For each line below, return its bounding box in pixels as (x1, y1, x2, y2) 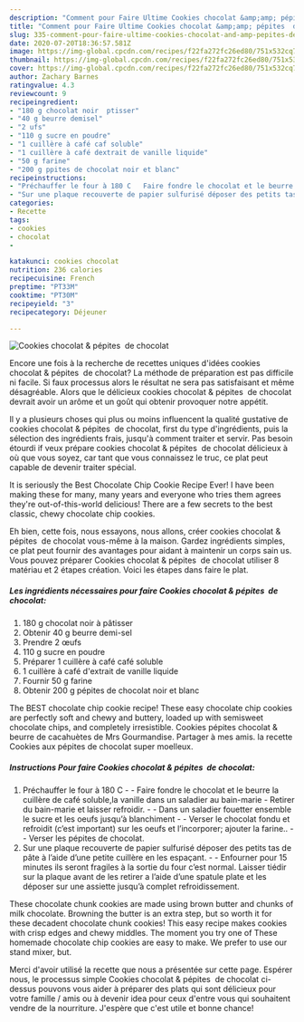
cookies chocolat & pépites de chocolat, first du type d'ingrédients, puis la (9, 423, 289, 435)
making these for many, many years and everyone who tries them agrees (9, 489, 282, 500)
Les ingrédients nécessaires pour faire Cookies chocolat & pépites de (9, 585, 279, 596)
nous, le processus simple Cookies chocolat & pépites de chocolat (9, 974, 260, 985)
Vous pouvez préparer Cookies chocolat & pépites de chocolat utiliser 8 (9, 554, 280, 566)
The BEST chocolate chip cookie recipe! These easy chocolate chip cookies (9, 703, 292, 714)
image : (9, 47, 34, 56)
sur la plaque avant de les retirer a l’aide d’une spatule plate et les (22, 872, 267, 882)
